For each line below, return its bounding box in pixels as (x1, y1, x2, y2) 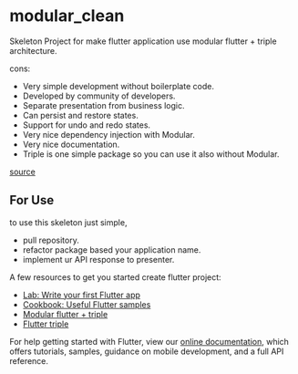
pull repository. (22, 234, 79, 245)
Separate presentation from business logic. (22, 99, 185, 110)
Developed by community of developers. (22, 90, 176, 101)
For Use (9, 192, 55, 208)
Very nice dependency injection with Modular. (22, 129, 196, 140)
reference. (9, 355, 48, 366)
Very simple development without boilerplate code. (22, 80, 214, 91)
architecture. (9, 45, 57, 56)
